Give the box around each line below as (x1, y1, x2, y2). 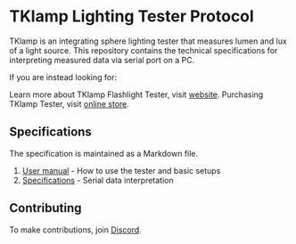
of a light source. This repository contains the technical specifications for (9, 45, 278, 55)
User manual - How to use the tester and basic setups (21, 165, 221, 175)
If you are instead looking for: (9, 71, 118, 82)
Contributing (9, 200, 82, 216)
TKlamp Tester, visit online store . (9, 98, 129, 109)
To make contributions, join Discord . (9, 224, 143, 235)
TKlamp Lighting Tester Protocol (9, 6, 254, 27)
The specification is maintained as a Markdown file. (9, 148, 199, 159)
